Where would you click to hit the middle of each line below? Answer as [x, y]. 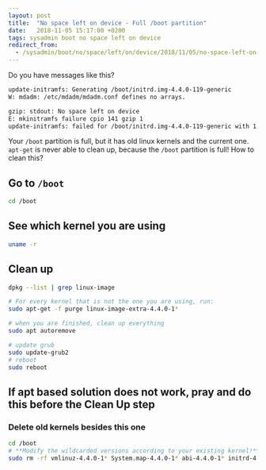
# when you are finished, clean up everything [86, 324]
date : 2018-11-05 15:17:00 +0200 [67, 30]
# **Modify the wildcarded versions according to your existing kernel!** [134, 451]
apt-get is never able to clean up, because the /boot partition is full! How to [131, 150]
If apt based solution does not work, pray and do [130, 392]
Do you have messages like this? [61, 75]
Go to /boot [36, 183]
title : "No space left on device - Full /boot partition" [108, 23]
